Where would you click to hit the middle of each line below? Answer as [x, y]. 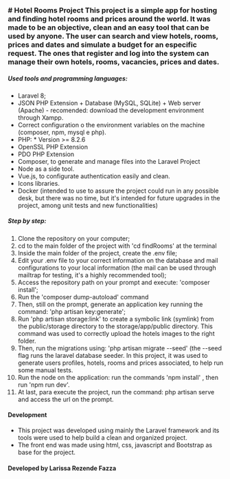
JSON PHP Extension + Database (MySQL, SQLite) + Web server [109, 103]
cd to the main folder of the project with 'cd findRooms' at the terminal [117, 246]
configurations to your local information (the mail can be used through [117, 268]
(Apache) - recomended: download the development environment [111, 110]
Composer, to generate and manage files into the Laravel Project [109, 161]
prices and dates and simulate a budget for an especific [103, 45]
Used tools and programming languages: [68, 78]
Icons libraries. [39, 183]
